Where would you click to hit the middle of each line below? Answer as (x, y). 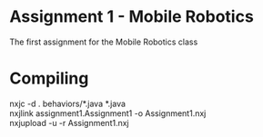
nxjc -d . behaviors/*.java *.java (67, 103)
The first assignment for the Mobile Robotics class (104, 42)
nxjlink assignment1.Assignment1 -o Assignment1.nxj (108, 113)
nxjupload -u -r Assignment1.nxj (69, 122)
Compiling (49, 78)
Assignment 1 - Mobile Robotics (132, 17)
